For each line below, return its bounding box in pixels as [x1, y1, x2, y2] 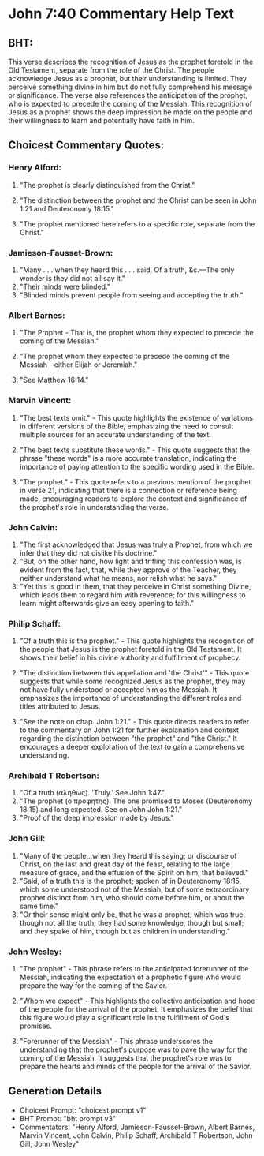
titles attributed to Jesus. [19, 701, 101, 711]
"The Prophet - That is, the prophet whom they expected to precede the [19, 328, 254, 338]
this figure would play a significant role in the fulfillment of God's [19, 1013, 230, 1023]
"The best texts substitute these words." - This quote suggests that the [19, 445, 251, 455]
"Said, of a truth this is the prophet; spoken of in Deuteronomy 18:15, [19, 876, 242, 885]
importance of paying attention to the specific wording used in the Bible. [19, 462, 255, 471]
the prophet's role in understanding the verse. [19, 502, 169, 511]
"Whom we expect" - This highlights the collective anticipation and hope [19, 996, 255, 1006]
